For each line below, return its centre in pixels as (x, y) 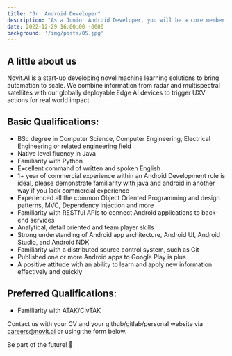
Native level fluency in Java (56, 153)
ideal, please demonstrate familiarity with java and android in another (116, 183)
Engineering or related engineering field (74, 146)
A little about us (42, 61)
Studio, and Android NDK (53, 242)
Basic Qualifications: (53, 122)
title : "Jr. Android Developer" (54, 14)
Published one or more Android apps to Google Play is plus (101, 257)
